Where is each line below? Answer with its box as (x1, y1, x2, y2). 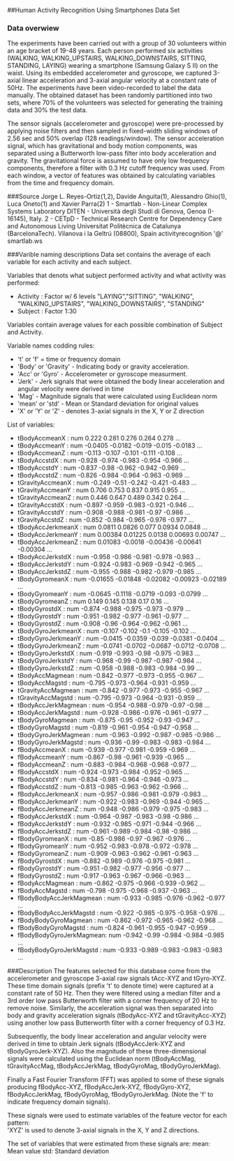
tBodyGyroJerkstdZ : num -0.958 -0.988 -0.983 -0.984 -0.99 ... (17, 664, 202, 672)
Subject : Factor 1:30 (17, 307, 77, 316)
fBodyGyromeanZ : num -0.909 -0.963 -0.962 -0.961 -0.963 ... (17, 850, 199, 858)
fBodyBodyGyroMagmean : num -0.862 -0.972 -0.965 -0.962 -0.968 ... (17, 916, 224, 924)
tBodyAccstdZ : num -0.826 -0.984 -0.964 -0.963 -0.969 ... (17, 471, 190, 480)
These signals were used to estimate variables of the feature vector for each (7, 1111, 227, 1120)
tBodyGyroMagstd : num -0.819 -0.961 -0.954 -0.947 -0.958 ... (17, 723, 199, 732)
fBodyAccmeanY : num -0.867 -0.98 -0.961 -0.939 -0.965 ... (17, 753, 191, 762)
